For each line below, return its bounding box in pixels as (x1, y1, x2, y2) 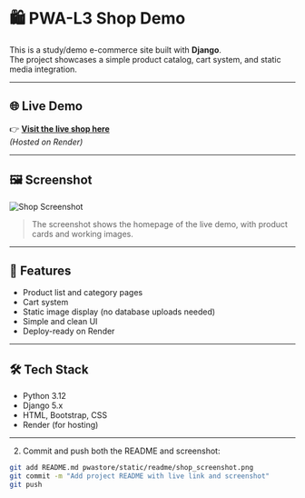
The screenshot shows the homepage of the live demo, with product (31, 218, 289, 229)
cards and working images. (31, 228, 134, 239)
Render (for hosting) (22, 420, 99, 431)
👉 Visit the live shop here (9, 123, 111, 134)
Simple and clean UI (22, 316, 98, 327)
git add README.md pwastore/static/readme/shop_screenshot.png (9, 463, 254, 473)
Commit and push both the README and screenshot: (22, 445, 221, 456)
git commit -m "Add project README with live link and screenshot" (9, 472, 271, 481)
